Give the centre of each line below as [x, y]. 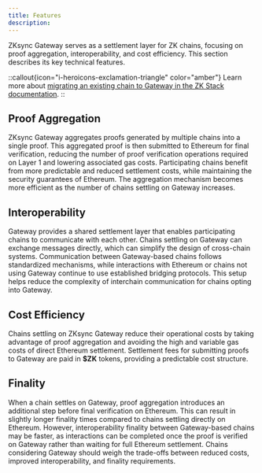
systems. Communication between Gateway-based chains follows [115, 257]
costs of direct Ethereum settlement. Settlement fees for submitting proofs [129, 350]
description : [30, 23]
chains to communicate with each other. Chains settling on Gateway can [125, 240]
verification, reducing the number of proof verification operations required [128, 154]
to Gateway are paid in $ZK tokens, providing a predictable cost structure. [128, 358]
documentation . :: [37, 94]
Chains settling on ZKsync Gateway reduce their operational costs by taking [131, 333]
